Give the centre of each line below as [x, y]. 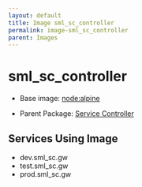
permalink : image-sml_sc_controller [68, 30]
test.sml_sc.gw [44, 166]
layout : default [35, 15]
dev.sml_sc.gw [44, 157]
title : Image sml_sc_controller [61, 23]
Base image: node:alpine [60, 99]
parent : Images [33, 37]
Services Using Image [63, 138]
